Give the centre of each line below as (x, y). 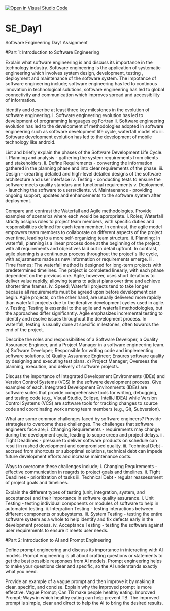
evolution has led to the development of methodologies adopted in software (84, 126)
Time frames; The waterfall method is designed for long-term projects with (83, 265)
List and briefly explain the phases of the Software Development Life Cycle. (84, 152)
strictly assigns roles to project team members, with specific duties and (80, 221)
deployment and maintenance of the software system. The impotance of (81, 78)
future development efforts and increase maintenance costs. (69, 456)
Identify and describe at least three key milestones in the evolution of (77, 110)
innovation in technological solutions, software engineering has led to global (85, 89)
